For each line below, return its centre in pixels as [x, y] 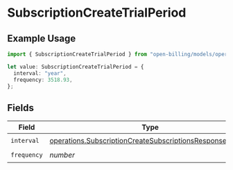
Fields [21, 108]
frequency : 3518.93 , [43, 80]
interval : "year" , [40, 73]
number [62, 155]
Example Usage [42, 39]
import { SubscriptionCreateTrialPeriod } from [77, 54]
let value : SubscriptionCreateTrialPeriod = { [76, 67]
